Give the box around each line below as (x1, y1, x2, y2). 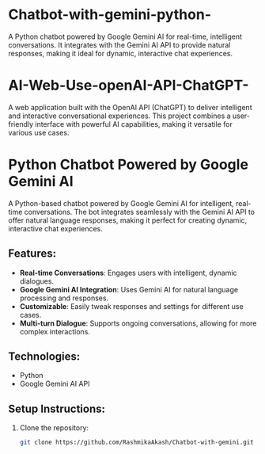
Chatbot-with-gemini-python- (8, 6, 212, 24)
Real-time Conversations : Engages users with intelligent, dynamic (19, 268, 237, 277)
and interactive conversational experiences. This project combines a (8, 111, 231, 120)
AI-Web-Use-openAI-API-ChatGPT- (8, 77, 249, 94)
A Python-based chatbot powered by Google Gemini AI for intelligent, (8, 198, 235, 208)
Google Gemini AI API (19, 379, 90, 389)
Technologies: (8, 350, 81, 364)
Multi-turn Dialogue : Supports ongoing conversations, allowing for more (19, 319, 257, 328)
